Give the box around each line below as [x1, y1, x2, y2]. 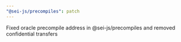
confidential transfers [6, 30, 58, 37]
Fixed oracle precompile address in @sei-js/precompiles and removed [6, 24, 176, 31]
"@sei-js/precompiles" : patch [6, 8, 80, 14]
